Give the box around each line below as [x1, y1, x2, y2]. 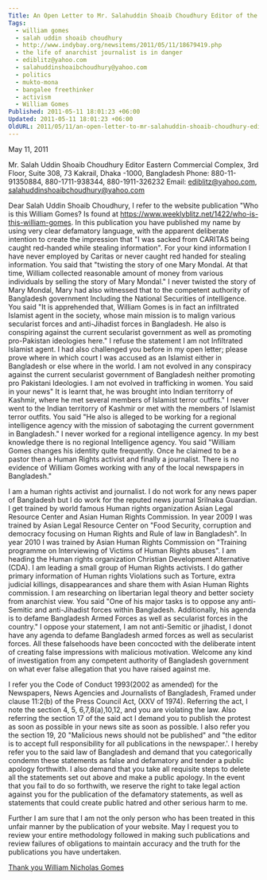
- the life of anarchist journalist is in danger [15, 49, 183, 56]
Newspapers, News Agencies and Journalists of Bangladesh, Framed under [8, 687, 257, 697]
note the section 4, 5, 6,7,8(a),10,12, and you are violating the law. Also [8, 705, 237, 715]
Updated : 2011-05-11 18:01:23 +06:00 [8, 115, 133, 123]
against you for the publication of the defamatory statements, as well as [8, 789, 244, 799]
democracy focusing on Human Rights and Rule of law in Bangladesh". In [8, 528, 247, 538]
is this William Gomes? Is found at [8, 208, 119, 219]
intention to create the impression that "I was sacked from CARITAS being [8, 234, 250, 243]
